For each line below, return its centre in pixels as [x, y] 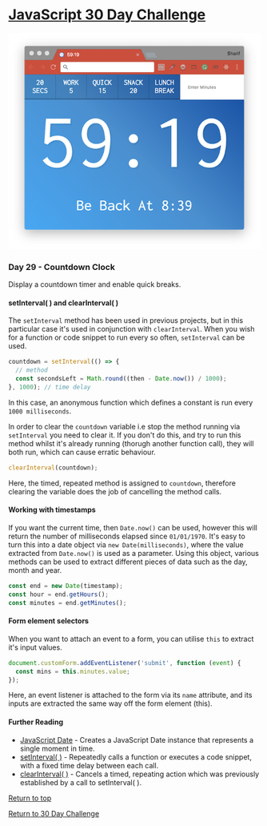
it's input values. [35, 647]
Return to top [30, 798]
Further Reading [36, 722]
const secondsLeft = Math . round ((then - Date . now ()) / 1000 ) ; [121, 379]
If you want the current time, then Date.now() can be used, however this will [133, 528]
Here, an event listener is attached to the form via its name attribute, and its [130, 695]
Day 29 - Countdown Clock [62, 267]
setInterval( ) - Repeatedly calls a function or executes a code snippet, [135, 757]
